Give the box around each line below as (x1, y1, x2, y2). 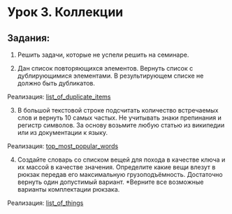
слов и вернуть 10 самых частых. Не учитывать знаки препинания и (17, 113, 222, 122)
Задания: (7, 32, 50, 44)
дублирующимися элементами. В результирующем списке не (17, 71, 204, 80)
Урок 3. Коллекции (7, 4, 124, 20)
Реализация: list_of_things (7, 199, 84, 207)
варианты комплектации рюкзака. (17, 185, 120, 193)
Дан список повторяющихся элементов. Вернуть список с (17, 64, 194, 72)
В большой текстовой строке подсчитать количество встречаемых (17, 106, 219, 114)
